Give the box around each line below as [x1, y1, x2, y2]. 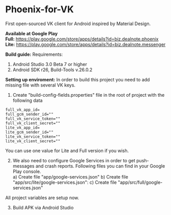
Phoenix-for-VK [5, 4, 74, 15]
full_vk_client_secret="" [5, 120, 60, 126]
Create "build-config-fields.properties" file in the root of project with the [12, 92, 165, 98]
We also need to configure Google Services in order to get [12, 157, 135, 163]
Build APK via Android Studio [12, 204, 74, 210]
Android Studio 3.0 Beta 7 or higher [12, 61, 87, 67]
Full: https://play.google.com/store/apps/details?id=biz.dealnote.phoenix [5, 36, 159, 42]
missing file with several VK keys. [5, 82, 76, 88]
